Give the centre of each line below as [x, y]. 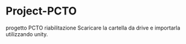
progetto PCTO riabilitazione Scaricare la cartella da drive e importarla [93, 28]
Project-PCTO [41, 11]
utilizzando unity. [27, 34]
